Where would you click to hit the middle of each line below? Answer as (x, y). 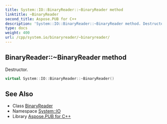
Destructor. (17, 69)
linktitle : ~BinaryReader (32, 14)
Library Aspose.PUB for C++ (42, 117)
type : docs (16, 28)
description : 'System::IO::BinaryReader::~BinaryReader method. (73, 24)
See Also (19, 94)
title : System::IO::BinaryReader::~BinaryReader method (64, 10)
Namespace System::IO (37, 111)
